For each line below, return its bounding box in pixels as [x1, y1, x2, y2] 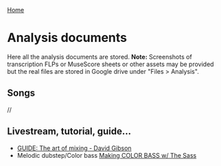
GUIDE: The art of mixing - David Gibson [16, 144, 132, 152]
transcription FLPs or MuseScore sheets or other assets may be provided [7, 60, 214, 68]
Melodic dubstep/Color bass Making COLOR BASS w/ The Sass [16, 151, 197, 159]
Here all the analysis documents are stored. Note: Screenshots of [7, 52, 192, 61]
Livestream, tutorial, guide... [7, 125, 132, 137]
